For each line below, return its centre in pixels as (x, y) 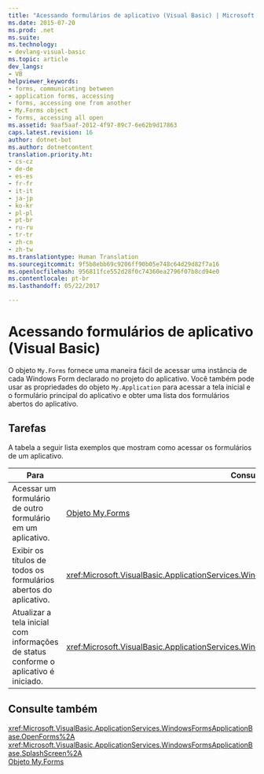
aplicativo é (33, 671)
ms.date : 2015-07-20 (42, 23)
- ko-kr (21, 205)
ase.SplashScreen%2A (45, 753)
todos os (28, 569)
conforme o (33, 662)
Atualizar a (32, 612)
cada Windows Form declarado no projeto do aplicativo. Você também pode (131, 378)
